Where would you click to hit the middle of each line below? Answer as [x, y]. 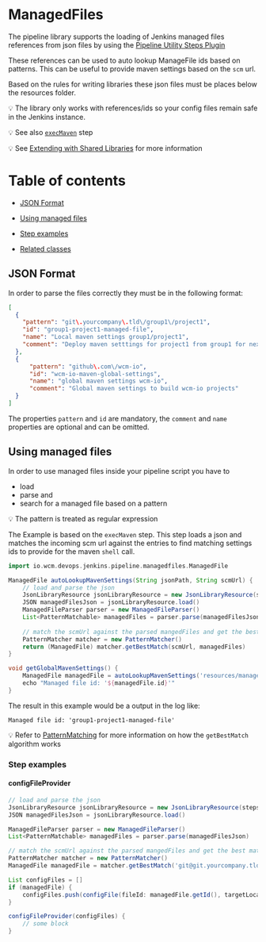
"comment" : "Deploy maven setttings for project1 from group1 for [134, 344]
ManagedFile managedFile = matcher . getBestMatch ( [92, 866]
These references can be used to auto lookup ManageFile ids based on [124, 60]
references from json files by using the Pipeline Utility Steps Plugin [117, 44]
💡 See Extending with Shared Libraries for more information [105, 148]
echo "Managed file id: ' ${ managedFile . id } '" [99, 683]
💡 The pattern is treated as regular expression [83, 518]
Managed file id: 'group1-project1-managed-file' [92, 720]
